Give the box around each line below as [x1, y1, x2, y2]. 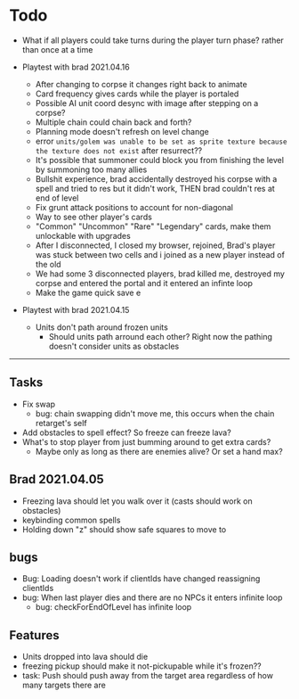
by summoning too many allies [35, 164, 148, 175]
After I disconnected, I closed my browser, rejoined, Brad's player [35, 240, 276, 251]
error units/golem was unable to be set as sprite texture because [35, 136, 287, 146]
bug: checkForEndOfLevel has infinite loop [35, 602, 192, 613]
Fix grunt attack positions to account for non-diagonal [35, 201, 234, 212]
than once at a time [21, 44, 93, 54]
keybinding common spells [21, 514, 121, 525]
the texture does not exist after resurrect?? [35, 144, 203, 156]
